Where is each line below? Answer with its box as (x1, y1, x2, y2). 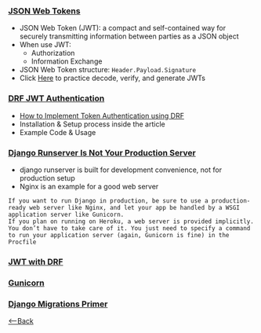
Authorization (31, 49, 75, 58)
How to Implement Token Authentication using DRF (19, 111, 184, 120)
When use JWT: (19, 40, 72, 49)
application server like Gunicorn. (8, 210, 125, 218)
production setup (19, 173, 76, 182)
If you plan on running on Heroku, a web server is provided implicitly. (8, 218, 255, 225)
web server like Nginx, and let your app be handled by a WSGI (28, 203, 241, 211)
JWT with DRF (8, 256, 63, 267)
